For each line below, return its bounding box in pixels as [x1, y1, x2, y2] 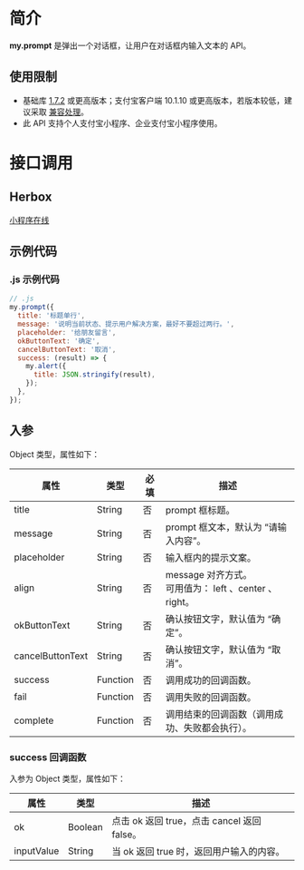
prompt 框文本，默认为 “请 [166, 521, 278, 533]
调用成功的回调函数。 [166, 673, 257, 686]
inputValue [14, 845, 60, 857]
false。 [111, 827, 142, 840]
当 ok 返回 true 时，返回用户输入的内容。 [111, 845, 285, 857]
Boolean [67, 820, 103, 833]
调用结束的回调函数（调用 [166, 708, 275, 720]
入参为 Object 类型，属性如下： [9, 773, 127, 784]
